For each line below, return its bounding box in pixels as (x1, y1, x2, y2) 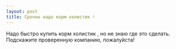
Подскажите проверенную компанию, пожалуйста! (6, 36, 135, 43)
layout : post (6, 8, 38, 15)
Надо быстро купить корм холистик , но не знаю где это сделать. (6, 30, 171, 37)
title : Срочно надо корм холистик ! (6, 14, 95, 20)
